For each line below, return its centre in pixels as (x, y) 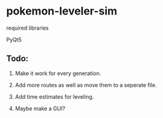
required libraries (27, 28)
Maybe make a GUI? (40, 108)
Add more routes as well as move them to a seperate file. (86, 85)
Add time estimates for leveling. (54, 97)
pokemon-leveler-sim (62, 11)
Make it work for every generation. (58, 73)
